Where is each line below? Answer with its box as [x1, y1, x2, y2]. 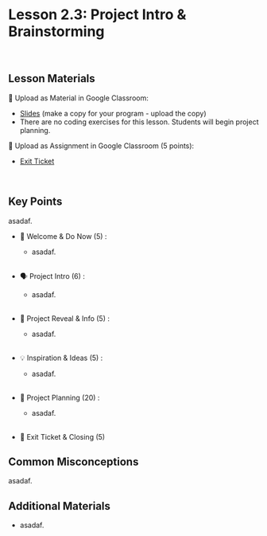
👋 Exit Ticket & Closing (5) [19, 432, 106, 441]
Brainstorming [8, 22, 105, 41]
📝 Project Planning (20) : [19, 393, 100, 402]
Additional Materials [8, 499, 111, 513]
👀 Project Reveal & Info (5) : [19, 313, 110, 323]
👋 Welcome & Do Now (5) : [19, 231, 107, 241]
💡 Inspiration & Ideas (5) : [19, 353, 103, 362]
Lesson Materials [8, 72, 95, 85]
